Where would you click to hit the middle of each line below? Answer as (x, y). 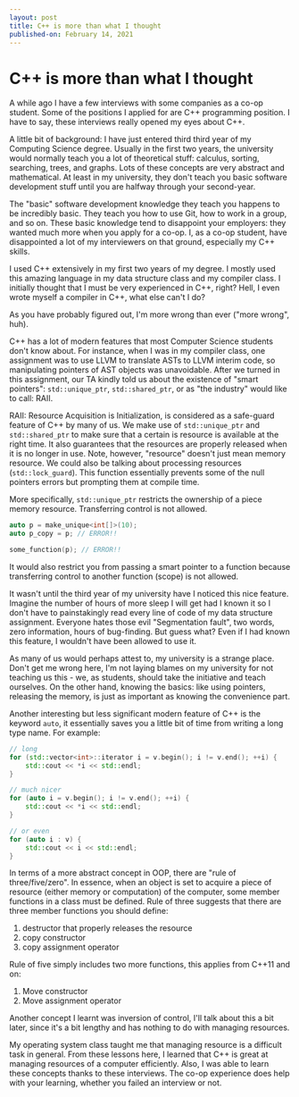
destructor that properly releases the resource (107, 928)
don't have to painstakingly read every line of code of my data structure (141, 612)
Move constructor (55, 992)
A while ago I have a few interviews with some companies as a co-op (136, 103)
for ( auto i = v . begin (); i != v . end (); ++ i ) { (100, 799)
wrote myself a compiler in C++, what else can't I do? (107, 297)
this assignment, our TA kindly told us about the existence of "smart (134, 380)
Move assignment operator (72, 1001)
